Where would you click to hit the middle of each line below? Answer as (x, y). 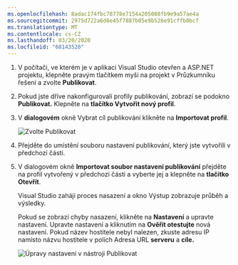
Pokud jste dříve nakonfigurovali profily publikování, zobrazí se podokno (124, 96)
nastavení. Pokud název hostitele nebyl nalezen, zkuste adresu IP (114, 232)
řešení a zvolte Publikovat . (57, 82)
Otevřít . (29, 182)
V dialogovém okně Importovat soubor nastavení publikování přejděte (122, 167)
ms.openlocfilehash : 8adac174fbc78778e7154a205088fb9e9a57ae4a (103, 14)
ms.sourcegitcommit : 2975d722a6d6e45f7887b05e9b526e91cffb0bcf (103, 21)
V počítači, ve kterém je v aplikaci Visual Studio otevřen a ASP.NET (116, 67)
